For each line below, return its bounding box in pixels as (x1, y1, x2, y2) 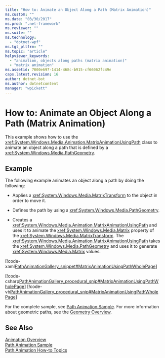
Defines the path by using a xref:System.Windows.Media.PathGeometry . (12, 207, 160, 214)
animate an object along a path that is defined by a (5, 144, 109, 150)
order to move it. (12, 198, 46, 204)
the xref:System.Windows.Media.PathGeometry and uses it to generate (12, 243, 158, 249)
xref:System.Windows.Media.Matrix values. (12, 249, 101, 255)
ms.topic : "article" (5, 49, 48, 54)
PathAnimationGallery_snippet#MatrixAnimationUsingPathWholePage (14, 264, 156, 270)
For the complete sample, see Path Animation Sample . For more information (5, 304, 159, 310)
